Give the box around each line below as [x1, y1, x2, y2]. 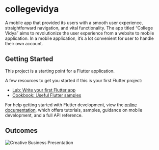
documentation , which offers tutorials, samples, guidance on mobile [5, 107, 142, 113]
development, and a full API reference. [5, 112, 83, 118]
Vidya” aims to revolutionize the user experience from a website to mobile [5, 30, 155, 36]
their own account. [5, 40, 43, 46]
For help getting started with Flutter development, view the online [5, 102, 137, 108]
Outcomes [5, 126, 38, 135]
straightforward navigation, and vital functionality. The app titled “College [5, 25, 153, 30]
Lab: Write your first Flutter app [12, 87, 76, 93]
